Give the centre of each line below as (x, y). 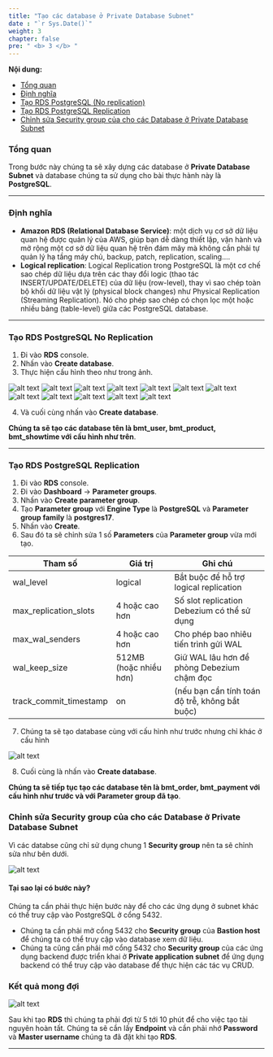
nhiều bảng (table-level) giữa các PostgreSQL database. (114, 308)
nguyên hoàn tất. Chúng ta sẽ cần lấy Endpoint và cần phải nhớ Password (133, 1029)
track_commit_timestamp (60, 702)
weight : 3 (25, 31)
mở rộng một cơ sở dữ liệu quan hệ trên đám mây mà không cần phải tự (140, 248)
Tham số (61, 563)
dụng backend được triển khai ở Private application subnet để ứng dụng (142, 956)
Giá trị (141, 563)
